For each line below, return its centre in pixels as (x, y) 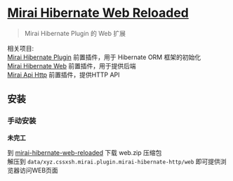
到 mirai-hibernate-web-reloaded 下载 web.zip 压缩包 (85, 152)
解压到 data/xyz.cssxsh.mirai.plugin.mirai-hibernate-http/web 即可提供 (114, 161)
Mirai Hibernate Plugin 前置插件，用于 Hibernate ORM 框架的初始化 (104, 57)
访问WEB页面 (39, 170)
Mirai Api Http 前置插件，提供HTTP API (64, 75)
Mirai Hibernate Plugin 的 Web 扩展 (75, 33)
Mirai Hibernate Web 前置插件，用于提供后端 (72, 65)
